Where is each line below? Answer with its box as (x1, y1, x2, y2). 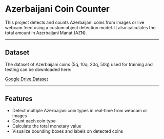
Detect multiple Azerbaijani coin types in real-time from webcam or (12, 107, 147, 113)
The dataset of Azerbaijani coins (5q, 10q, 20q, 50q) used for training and (5, 61, 153, 67)
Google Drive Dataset (5, 76, 48, 82)
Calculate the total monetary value (12, 123, 82, 129)
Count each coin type (12, 118, 56, 123)
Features (5, 95, 33, 103)
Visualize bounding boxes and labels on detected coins (12, 128, 123, 134)
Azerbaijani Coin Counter (5, 3, 110, 15)
